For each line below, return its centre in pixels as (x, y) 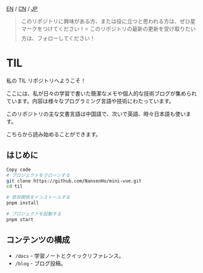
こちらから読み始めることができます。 (54, 134)
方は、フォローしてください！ (58, 38)
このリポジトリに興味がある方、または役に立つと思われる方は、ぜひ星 (108, 21)
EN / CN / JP (22, 9)
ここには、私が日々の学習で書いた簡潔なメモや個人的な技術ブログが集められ (101, 93)
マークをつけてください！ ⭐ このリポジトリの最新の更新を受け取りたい (108, 29)
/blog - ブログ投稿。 (40, 263)
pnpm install (23, 203)
